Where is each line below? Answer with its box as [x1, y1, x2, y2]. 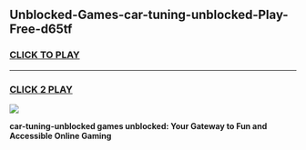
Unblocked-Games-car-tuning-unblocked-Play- [9, 7, 289, 23]
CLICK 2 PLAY [9, 83, 73, 95]
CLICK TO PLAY [9, 49, 80, 62]
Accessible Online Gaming [9, 130, 112, 141]
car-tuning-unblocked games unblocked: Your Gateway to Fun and [9, 120, 268, 131]
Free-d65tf [9, 22, 73, 37]
